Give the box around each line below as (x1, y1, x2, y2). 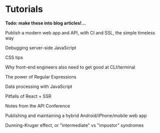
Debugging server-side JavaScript (5, 44, 77, 50)
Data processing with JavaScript (5, 83, 73, 89)
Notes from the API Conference (5, 102, 70, 108)
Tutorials (5, 3, 43, 15)
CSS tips (5, 54, 24, 60)
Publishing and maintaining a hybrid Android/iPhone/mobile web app (5, 112, 147, 118)
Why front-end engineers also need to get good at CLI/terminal (5, 64, 135, 70)
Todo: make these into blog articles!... (5, 20, 86, 26)
